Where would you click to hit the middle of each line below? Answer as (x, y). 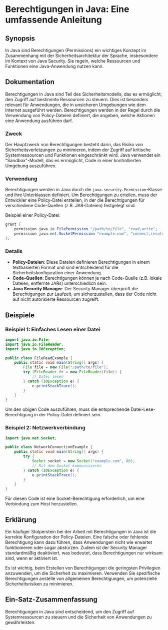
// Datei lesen (48, 377)
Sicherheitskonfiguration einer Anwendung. (57, 273)
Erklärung (21, 520)
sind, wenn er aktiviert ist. (32, 558)
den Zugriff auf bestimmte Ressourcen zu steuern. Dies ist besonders (77, 99)
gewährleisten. (20, 622)
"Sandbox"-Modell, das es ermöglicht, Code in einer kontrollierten (73, 161)
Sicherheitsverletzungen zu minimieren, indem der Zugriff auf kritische (78, 150)
